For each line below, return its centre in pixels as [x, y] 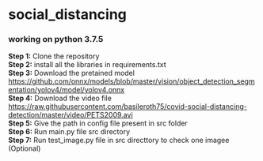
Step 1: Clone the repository [54, 56]
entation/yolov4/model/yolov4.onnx [67, 90]
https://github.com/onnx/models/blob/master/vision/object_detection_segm [131, 81]
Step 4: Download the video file [60, 98]
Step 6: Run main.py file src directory [69, 132]
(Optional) [25, 148]
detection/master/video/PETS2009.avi [71, 115]
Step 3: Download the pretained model [71, 73]
